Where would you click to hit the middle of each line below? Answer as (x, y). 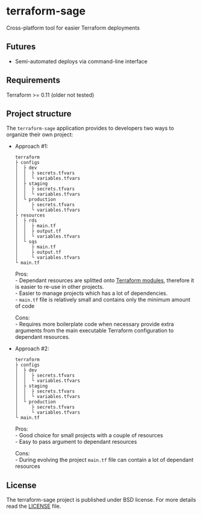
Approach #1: (31, 147)
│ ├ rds (26, 221)
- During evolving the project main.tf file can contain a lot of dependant (104, 460)
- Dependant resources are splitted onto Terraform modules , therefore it (104, 280)
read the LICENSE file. (34, 506)
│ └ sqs (26, 242)
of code (25, 306)
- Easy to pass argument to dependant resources (76, 442)
